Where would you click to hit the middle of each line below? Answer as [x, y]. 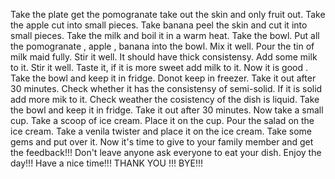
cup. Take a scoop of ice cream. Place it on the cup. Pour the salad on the [162, 120]
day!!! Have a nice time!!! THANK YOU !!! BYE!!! [107, 163]
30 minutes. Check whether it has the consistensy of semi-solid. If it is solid [166, 88]
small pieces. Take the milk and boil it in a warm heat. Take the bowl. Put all [165, 35]
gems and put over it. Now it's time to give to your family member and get [162, 142]
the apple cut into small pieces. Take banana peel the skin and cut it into [159, 25]
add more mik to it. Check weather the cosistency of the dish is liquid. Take [165, 99]
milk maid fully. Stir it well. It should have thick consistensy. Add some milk [164, 57]
